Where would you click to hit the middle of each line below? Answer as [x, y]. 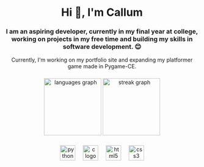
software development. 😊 [102, 47]
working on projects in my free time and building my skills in [102, 39]
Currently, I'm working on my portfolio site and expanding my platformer [102, 60]
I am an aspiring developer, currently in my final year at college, [102, 32]
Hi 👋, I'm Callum [102, 12]
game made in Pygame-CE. [102, 66]
